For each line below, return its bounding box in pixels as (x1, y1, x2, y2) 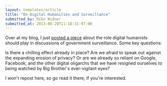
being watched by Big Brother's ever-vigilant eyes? (5, 66, 110, 72)
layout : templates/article (5, 7, 61, 12)
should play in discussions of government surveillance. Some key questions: (5, 40, 162, 46)
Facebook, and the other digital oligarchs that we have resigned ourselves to (5, 60, 163, 66)
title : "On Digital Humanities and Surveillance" (5, 12, 111, 17)
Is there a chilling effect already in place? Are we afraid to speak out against (5, 50, 161, 56)
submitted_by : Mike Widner (5, 16, 61, 21)
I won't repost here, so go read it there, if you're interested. (5, 75, 127, 81)
